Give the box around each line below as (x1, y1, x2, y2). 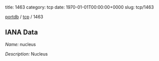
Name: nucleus (5, 41, 36, 47)
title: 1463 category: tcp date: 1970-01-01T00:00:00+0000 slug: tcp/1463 (5, 4, 154, 10)
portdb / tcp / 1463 (5, 14, 43, 19)
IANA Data (5, 28, 38, 37)
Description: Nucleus (5, 51, 48, 57)
